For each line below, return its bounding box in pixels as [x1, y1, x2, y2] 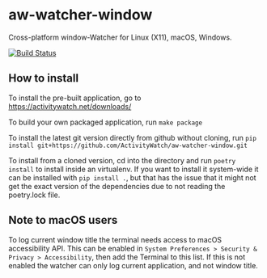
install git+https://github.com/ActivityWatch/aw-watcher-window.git [8, 141, 248, 150]
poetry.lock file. [8, 190, 61, 200]
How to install [8, 71, 79, 86]
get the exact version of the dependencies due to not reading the [8, 181, 226, 191]
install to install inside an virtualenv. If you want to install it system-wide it [8, 164, 259, 174]
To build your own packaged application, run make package [8, 117, 203, 127]
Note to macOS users [8, 213, 118, 227]
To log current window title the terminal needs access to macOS [8, 234, 222, 244]
